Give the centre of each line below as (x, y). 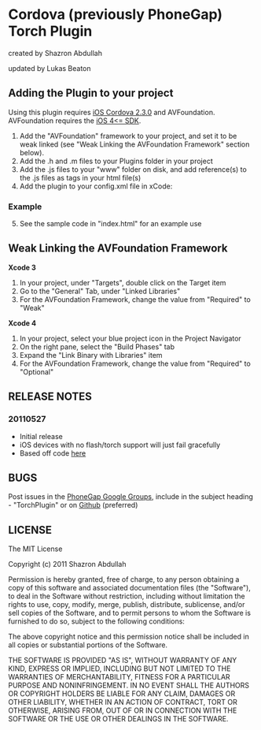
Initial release (41, 436)
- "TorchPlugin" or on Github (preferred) (73, 505)
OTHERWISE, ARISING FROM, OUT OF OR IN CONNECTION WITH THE (123, 710)
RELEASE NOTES (50, 397)
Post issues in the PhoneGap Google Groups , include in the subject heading (131, 497)
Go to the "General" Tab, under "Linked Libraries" (100, 291)
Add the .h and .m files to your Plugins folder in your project (116, 161)
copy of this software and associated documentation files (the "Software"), (130, 588)
